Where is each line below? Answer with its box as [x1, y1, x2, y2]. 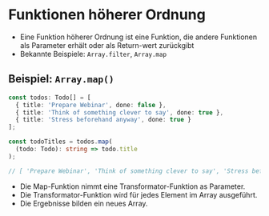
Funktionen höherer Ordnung [8, 6, 206, 24]
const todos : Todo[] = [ [8, 94, 91, 102]
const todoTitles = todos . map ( [8, 138, 113, 146]
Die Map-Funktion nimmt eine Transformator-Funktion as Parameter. [19, 182, 246, 191]
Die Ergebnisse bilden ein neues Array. [19, 198, 148, 208]
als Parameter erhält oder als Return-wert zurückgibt [19, 40, 195, 50]
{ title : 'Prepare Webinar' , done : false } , [15, 101, 167, 109]
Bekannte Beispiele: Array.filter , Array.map [19, 49, 167, 58]
